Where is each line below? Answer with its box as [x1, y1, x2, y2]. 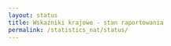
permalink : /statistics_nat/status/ [8, 26, 128, 34]
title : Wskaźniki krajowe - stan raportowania [8, 19, 164, 27]
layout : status [8, 11, 58, 19]
